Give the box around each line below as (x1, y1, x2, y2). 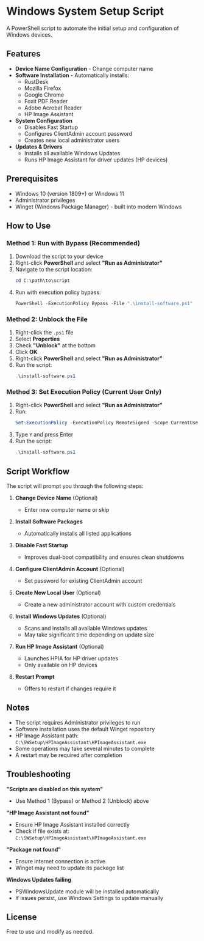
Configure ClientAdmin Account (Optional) (15, 566, 125, 573)
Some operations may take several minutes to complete (15, 745, 155, 752)
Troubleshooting (6, 769, 71, 780)
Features (6, 49, 41, 59)
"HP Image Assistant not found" (6, 809, 90, 816)
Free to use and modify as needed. (6, 928, 94, 935)
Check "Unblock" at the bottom (15, 342, 96, 349)
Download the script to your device (15, 253, 104, 260)
